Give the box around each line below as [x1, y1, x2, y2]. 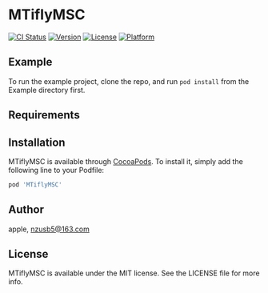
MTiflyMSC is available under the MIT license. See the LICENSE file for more [8, 268, 260, 278]
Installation [8, 135, 66, 149]
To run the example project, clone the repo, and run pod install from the [8, 76, 250, 86]
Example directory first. [8, 85, 86, 94]
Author [8, 203, 44, 217]
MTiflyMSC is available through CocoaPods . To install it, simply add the [8, 156, 244, 166]
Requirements [8, 108, 80, 122]
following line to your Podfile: [8, 165, 105, 175]
